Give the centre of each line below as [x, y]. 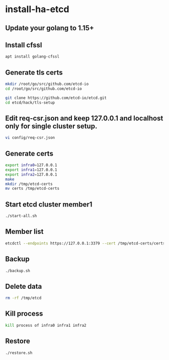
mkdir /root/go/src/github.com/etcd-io [47, 84]
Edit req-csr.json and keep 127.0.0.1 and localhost [84, 118]
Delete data [24, 286]
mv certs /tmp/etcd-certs [32, 189]
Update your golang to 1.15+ [50, 28]
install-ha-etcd [37, 9]
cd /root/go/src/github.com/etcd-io [44, 89]
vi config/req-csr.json [30, 138]
